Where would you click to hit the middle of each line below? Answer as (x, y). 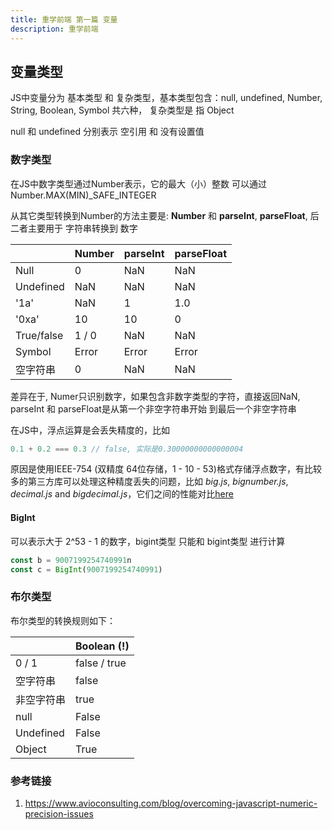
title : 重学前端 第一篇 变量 (64, 19)
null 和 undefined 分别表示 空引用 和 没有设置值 (107, 132)
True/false (39, 335)
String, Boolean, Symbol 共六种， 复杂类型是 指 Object (122, 110)
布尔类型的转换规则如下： (63, 620)
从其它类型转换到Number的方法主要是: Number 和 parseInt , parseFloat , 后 (165, 215)
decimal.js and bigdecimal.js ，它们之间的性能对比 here (122, 494)
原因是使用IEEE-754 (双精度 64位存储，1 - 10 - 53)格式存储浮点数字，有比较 (166, 469)
